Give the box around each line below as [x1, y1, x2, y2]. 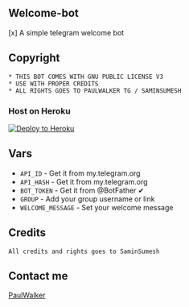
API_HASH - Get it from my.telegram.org [19, 176, 148, 186]
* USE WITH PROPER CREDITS [8, 80, 99, 88]
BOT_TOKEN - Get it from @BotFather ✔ [19, 185, 145, 195]
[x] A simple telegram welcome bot [8, 27, 125, 37]
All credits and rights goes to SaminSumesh [8, 247, 160, 255]
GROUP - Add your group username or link [19, 193, 155, 204]
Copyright [8, 52, 60, 65]
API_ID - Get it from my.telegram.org [19, 168, 141, 178]
